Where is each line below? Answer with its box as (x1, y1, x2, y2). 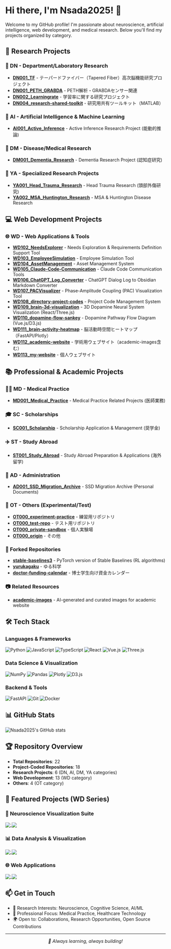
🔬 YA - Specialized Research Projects (5, 170, 99, 177)
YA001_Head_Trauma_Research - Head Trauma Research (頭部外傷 (12, 182, 157, 188)
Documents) (12, 489, 39, 495)
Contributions (12, 924, 42, 930)
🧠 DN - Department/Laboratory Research (5, 62, 108, 69)
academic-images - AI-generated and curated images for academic (12, 596, 156, 603)
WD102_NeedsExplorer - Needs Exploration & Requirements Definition (12, 245, 162, 251)
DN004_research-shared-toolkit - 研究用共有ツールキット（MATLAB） (12, 100, 164, 106)
